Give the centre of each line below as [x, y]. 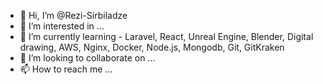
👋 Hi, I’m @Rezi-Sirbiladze [73, 15]
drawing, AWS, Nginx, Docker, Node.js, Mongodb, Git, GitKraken [152, 47]
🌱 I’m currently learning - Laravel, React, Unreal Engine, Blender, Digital [166, 36]
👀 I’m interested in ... [62, 26]
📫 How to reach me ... [66, 69]
